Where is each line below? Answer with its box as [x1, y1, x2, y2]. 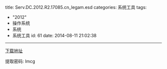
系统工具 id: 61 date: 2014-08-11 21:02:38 [12, 33, 97, 38]
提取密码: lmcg [5, 59, 36, 64]
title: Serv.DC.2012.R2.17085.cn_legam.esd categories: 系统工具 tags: [5, 4, 147, 10]
